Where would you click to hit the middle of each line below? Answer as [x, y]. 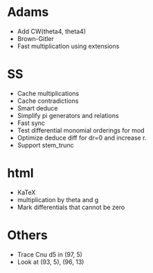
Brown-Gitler [35, 38]
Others [28, 235]
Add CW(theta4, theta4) [52, 31]
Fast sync [31, 123]
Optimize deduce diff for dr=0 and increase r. [82, 138]
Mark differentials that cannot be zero [71, 207]
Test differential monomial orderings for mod [81, 130]
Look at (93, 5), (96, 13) [51, 262]
